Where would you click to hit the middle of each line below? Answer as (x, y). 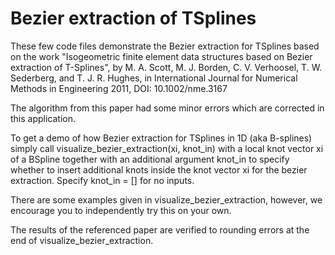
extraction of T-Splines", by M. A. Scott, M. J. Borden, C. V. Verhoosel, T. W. (166, 67)
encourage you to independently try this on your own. (121, 210)
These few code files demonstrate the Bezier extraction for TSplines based (165, 46)
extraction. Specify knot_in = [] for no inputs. (102, 180)
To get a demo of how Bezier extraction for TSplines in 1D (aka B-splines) (161, 138)
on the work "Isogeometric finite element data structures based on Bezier (161, 56)
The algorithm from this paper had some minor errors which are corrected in (167, 108)
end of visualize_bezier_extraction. (82, 240)
